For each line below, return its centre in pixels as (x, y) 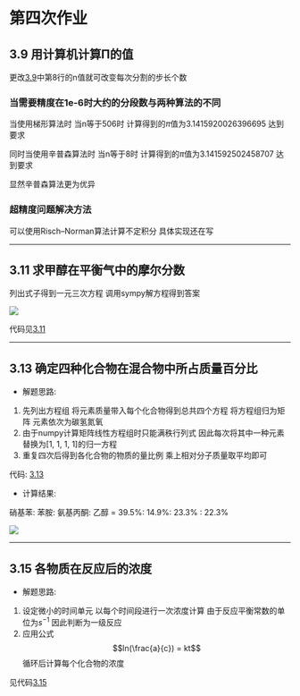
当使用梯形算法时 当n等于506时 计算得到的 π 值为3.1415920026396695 (137, 124)
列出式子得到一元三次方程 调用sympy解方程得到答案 (105, 293)
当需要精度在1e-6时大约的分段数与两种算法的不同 (115, 102)
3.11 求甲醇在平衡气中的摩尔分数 (97, 270)
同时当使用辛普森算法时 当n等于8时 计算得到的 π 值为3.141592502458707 (142, 154)
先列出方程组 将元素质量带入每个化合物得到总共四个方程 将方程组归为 (150, 411)
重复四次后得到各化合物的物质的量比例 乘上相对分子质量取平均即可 (145, 455)
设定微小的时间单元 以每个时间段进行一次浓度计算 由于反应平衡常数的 (150, 611)
